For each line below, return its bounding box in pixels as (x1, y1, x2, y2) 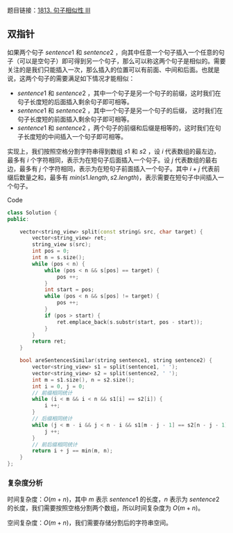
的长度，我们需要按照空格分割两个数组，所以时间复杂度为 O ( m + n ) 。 (7, 504, 205, 512)
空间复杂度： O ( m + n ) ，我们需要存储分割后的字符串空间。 (7, 518, 172, 527)
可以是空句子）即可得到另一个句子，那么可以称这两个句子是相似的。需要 (19, 56, 226, 65)
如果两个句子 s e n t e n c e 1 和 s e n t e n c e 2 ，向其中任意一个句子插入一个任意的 (7, 48, 219, 56)
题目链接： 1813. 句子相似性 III (7, 6, 91, 14)
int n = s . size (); (32, 254, 85, 261)
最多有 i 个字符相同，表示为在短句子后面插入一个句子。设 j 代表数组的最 (7, 156, 212, 164)
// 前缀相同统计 (32, 389, 73, 396)
